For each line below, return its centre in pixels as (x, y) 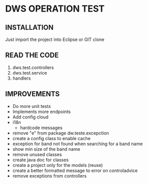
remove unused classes (37, 154)
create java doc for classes (41, 160)
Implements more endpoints (42, 111)
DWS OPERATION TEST (55, 9)
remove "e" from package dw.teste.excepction (61, 133)
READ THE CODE (32, 55)
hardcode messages (41, 128)
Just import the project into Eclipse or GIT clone (55, 39)
